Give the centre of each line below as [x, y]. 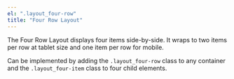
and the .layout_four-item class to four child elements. [87, 68]
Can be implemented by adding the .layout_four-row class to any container [117, 60]
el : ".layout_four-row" [42, 14]
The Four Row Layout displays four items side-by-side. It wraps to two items [117, 39]
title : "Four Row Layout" [45, 20]
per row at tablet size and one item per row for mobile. [86, 47]
